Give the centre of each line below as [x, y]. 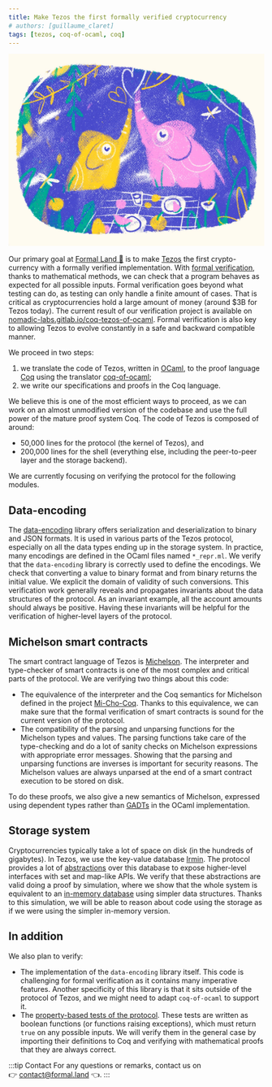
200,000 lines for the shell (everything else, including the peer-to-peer [138, 452]
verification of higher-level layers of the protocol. [90, 616]
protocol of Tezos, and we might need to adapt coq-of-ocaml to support [140, 998]
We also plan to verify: [46, 956]
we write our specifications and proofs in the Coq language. [120, 385]
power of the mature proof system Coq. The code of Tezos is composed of [134, 419]
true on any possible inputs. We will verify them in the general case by [138, 1032]
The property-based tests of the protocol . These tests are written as [134, 1015]
